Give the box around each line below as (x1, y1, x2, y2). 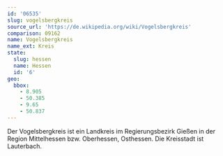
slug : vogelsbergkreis (7, 17, 73, 24)
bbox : (13, 82, 30, 89)
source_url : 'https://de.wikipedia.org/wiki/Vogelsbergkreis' (7, 23, 192, 30)
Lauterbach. (7, 141, 43, 150)
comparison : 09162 (7, 29, 61, 37)
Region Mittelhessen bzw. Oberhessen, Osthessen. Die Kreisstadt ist (7, 134, 204, 143)
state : (7, 50, 26, 57)
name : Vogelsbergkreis (7, 36, 73, 43)
